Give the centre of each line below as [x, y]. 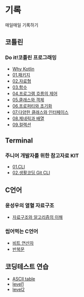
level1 [18, 284]
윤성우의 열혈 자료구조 [30, 205]
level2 [18, 290]
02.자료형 [21, 81]
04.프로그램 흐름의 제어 [35, 93]
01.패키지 [21, 75]
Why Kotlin [23, 69]
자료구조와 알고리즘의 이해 [38, 217]
